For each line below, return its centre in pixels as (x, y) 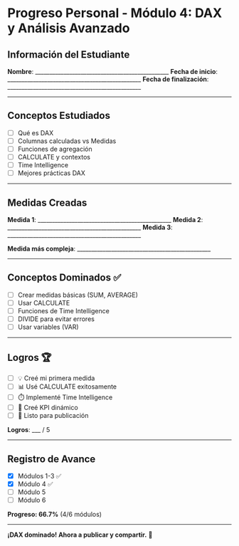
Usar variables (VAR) (48, 327)
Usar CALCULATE (44, 303)
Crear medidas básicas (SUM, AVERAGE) (78, 295)
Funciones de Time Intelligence (64, 310)
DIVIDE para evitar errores (56, 319)
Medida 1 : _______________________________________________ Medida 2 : (105, 220)
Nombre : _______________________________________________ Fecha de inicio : (113, 72)
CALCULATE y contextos (54, 157)
